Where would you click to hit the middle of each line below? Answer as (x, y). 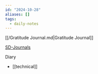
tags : (11, 19)
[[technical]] (25, 67)
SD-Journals (18, 47)
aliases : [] (17, 14)
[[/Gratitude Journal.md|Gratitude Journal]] (49, 38)
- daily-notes (24, 24)
